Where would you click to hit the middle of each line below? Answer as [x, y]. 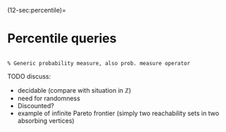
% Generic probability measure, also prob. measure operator [99, 63]
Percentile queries [62, 39]
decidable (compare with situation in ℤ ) [74, 90]
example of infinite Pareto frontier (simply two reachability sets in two [118, 113]
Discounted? [36, 105]
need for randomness [49, 98]
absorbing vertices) [46, 120]
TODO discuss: [29, 76]
